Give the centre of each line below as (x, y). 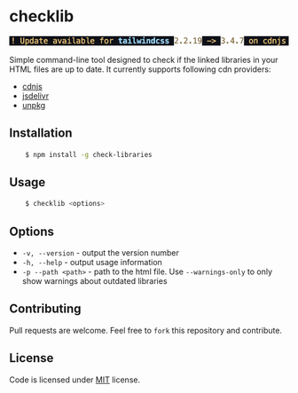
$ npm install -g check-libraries (89, 154)
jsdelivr (35, 96)
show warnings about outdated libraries (94, 280)
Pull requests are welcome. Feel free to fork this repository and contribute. (145, 330)
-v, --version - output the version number (100, 252)
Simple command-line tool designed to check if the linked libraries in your (144, 59)
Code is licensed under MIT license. (74, 380)
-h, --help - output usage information (92, 262)
